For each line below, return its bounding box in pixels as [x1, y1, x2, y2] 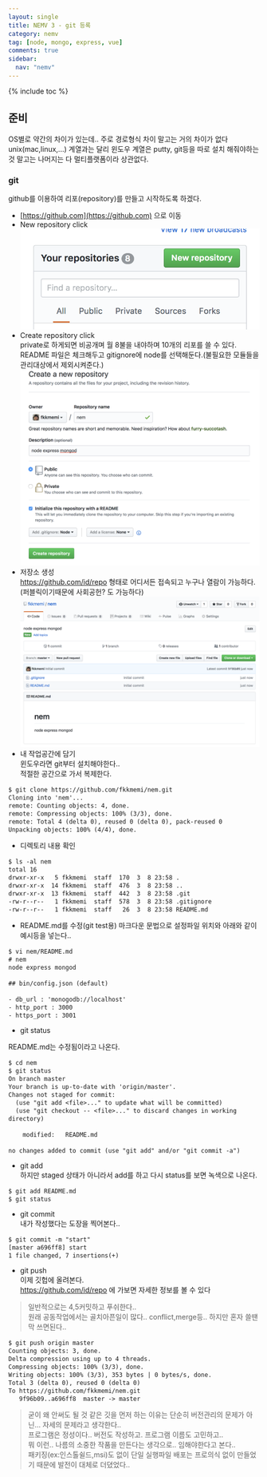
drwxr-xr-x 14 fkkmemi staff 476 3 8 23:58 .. [8, 882, 183, 890]
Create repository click [19, 331, 96, 340]
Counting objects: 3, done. [8, 1347, 102, 1356]
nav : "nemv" [15, 64, 56, 72]
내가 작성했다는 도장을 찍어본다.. [19, 1219, 120, 1229]
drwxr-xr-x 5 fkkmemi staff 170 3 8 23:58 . [8, 874, 180, 882]
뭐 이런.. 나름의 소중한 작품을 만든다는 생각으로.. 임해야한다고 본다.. [27, 1440, 237, 1450]
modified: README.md [22, 1131, 98, 1139]
